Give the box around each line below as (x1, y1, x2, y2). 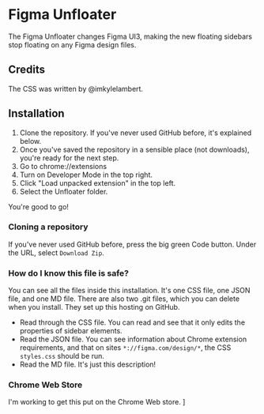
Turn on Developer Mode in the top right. (19, 170, 153, 179)
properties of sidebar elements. (19, 326, 123, 336)
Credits (8, 63, 46, 77)
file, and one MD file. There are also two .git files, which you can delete (8, 294, 239, 303)
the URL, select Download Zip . (8, 247, 104, 258)
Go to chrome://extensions (19, 161, 107, 171)
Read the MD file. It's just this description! (19, 359, 157, 369)
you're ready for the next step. (19, 152, 119, 163)
